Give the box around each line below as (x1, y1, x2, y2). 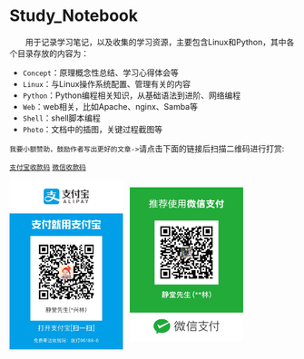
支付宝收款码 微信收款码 (9, 162, 86, 172)
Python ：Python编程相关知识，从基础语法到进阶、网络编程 (22, 90, 241, 101)
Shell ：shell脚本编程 (22, 112, 102, 123)
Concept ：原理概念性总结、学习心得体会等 (22, 67, 179, 78)
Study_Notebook (9, 5, 139, 26)
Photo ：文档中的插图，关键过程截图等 (22, 123, 163, 134)
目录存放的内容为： (16, 47, 89, 59)
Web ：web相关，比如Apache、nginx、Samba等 (22, 101, 198, 112)
